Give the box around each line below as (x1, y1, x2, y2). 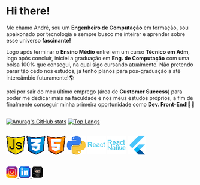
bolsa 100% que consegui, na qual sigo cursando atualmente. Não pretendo (6, 61, 193, 68)
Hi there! (6, 4, 50, 18)
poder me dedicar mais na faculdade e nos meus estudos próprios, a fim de (6, 94, 193, 101)
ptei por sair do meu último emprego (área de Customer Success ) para (6, 88, 183, 95)
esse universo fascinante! (6, 37, 71, 44)
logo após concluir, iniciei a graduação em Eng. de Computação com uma (6, 54, 190, 62)
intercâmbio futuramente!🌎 (6, 74, 74, 81)
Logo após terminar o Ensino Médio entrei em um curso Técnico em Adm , (6, 48, 190, 55)
